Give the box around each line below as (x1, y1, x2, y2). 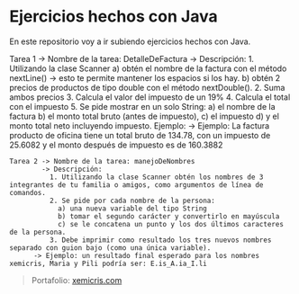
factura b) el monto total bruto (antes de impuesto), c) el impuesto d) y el (9, 111, 279, 121)
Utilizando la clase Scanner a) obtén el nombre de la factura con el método (9, 63, 287, 74)
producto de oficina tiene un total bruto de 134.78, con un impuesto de (9, 129, 271, 140)
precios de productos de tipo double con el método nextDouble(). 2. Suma (9, 82, 285, 93)
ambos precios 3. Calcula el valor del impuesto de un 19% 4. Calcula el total (9, 92, 291, 102)
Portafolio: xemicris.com (31, 274, 122, 285)
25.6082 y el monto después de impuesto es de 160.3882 (9, 139, 223, 150)
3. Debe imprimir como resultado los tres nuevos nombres (49, 236, 272, 245)
